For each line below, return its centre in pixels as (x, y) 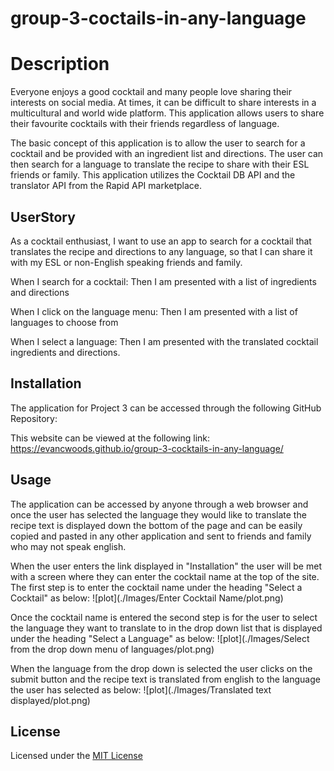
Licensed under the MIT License (76, 756)
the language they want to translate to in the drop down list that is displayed (166, 628)
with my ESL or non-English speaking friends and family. (126, 262)
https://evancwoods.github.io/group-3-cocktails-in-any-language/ (147, 448)
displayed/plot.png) (50, 700)
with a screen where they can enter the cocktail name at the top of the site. (165, 576)
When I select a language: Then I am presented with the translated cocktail (164, 341)
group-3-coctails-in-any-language (158, 18)
